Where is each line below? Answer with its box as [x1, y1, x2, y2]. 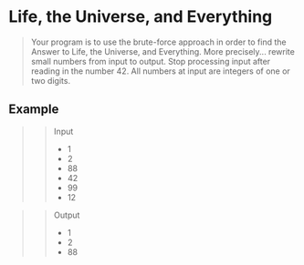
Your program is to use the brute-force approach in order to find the [30, 36, 287, 47]
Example [8, 102, 59, 117]
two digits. [30, 75, 70, 86]
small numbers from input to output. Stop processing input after [30, 56, 271, 66]
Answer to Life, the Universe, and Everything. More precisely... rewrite [30, 46, 296, 56]
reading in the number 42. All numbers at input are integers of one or [30, 66, 291, 76]
